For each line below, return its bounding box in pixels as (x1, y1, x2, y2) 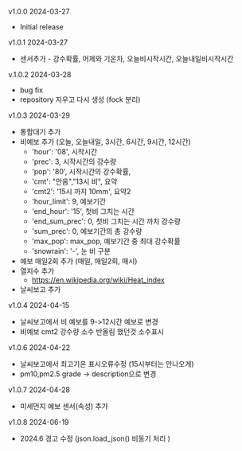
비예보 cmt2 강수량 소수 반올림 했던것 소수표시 (19, 327, 165, 336)
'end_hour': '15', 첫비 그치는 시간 (31, 207, 135, 216)
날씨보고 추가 (19, 285, 61, 294)
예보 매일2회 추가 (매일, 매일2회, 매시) (19, 256, 138, 266)
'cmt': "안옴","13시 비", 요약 (31, 177, 118, 186)
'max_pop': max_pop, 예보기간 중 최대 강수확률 (31, 236, 181, 246)
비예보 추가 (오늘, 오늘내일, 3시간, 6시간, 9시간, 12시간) (19, 137, 191, 146)
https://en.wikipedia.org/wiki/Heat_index (31, 275, 165, 285)
